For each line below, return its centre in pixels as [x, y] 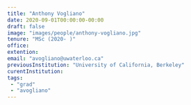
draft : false [26, 26]
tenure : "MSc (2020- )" [42, 39]
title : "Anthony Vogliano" [46, 13]
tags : [15, 78]
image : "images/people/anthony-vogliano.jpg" [74, 33]
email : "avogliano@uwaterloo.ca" [56, 59]
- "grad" [23, 84]
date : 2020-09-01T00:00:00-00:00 [56, 20]
